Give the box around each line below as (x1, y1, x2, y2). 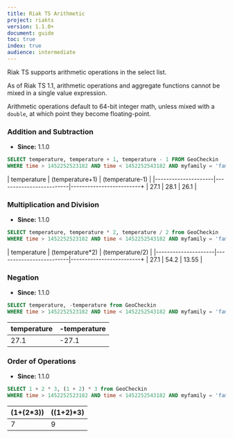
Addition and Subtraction (7, 126, 94, 136)
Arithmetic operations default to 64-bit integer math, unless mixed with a (7, 102, 215, 110)
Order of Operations (7, 356, 76, 366)
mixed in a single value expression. (7, 88, 107, 97)
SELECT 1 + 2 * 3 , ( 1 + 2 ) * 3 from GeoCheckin (7, 386, 148, 393)
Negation (7, 272, 40, 282)
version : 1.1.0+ (7, 23, 54, 30)
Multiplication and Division (7, 199, 99, 209)
